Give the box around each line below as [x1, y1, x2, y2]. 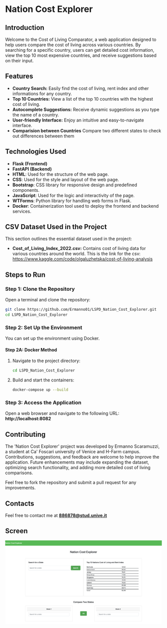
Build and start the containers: [12, 377, 75, 383]
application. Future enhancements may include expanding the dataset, [5, 459, 149, 465]
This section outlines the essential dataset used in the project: [5, 236, 132, 242]
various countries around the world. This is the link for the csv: [12, 251, 141, 257]
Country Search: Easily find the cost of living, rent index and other [12, 85, 149, 91]
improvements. [5, 485, 36, 491]
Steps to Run [5, 270, 46, 279]
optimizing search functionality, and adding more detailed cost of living [5, 465, 151, 471]
